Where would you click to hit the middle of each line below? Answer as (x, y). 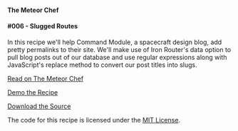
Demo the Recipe (33, 92)
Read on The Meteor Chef (46, 78)
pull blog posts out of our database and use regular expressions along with (117, 57)
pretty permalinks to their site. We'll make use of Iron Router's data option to (119, 49)
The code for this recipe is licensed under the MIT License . (94, 120)
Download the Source (39, 106)
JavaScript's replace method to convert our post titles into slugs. (102, 65)
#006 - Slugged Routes (43, 26)
